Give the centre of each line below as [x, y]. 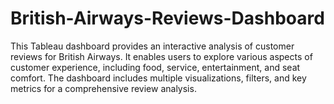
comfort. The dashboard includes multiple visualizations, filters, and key [158, 78]
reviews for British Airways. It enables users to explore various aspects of [161, 56]
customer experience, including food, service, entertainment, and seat [155, 67]
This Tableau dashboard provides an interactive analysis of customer [152, 46]
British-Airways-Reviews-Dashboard [167, 18]
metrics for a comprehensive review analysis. [103, 88]
